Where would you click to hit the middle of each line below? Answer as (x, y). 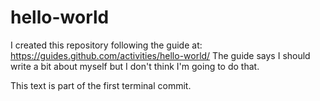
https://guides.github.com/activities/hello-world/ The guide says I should (160, 55)
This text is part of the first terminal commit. (101, 85)
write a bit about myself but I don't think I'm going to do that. (135, 66)
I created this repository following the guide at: (106, 45)
